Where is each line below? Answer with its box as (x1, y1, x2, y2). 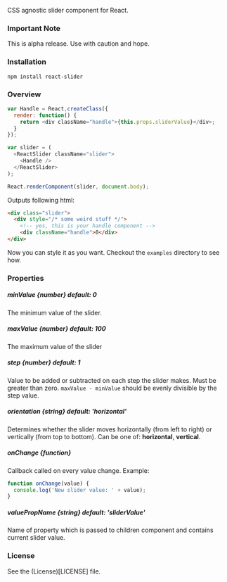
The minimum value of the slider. (7, 308, 102, 317)
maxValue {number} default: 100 (7, 324, 107, 333)
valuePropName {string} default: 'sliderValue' (7, 508, 145, 517)
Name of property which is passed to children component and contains (7, 526, 214, 534)
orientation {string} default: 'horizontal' (7, 407, 127, 416)
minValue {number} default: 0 (7, 291, 97, 299)
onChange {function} (7, 448, 72, 457)
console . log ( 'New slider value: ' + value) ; (13, 486, 146, 493)
